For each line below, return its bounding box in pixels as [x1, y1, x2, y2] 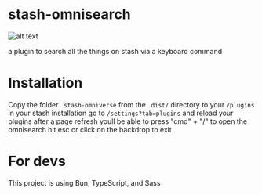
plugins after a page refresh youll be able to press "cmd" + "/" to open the [8, 116, 248, 126]
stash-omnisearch [8, 5, 131, 23]
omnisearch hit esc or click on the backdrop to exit [8, 125, 173, 134]
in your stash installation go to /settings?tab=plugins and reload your [8, 108, 234, 117]
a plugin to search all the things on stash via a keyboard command [8, 46, 223, 56]
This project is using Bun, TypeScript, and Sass [8, 178, 161, 187]
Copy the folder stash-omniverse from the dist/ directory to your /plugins [8, 99, 255, 109]
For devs [8, 153, 67, 170]
